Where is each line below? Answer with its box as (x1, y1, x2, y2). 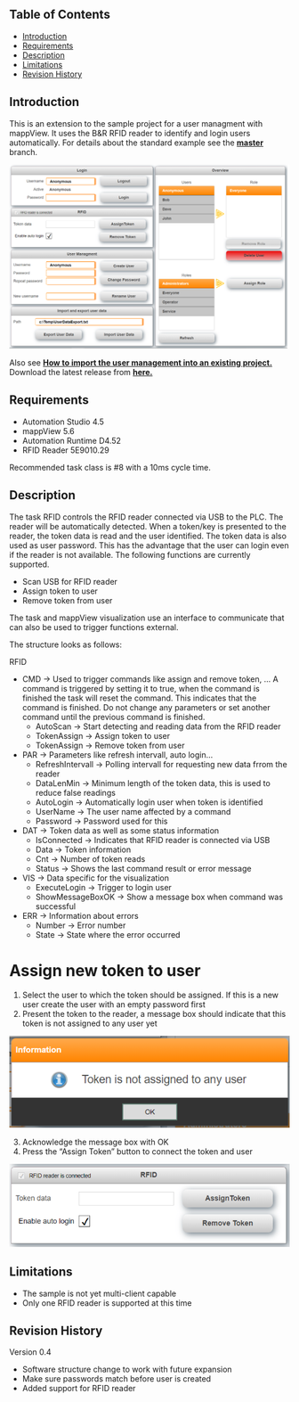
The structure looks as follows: (9, 639, 123, 650)
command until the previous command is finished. (21, 711, 206, 722)
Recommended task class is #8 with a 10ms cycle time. (9, 462, 212, 472)
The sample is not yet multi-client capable (21, 1288, 176, 1299)
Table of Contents (9, 7, 111, 22)
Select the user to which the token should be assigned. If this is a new (21, 989, 279, 1001)
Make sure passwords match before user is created (21, 1373, 212, 1384)
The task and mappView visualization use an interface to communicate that (9, 612, 285, 623)
